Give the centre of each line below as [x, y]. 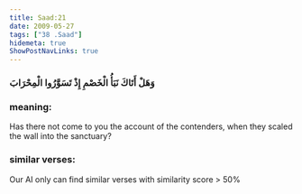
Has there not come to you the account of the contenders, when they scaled [151, 126]
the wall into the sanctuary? [61, 136]
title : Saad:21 [38, 18]
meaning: [31, 106]
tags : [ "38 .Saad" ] [46, 34]
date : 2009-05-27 [42, 26]
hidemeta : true [38, 43]
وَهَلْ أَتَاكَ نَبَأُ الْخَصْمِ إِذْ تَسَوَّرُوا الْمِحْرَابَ [82, 83]
